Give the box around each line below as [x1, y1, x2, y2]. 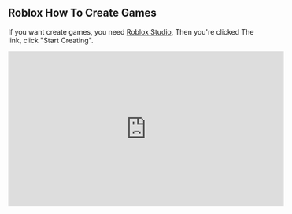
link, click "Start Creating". [8, 35, 94, 45]
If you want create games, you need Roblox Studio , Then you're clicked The [8, 27, 254, 36]
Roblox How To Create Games [8, 6, 157, 20]
